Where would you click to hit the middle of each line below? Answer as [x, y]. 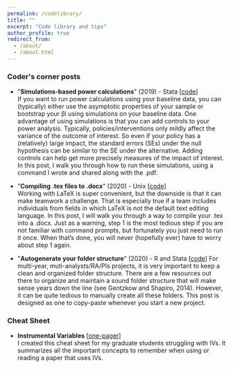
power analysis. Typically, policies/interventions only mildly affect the [116, 128]
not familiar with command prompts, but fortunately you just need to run [120, 230]
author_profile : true [38, 33]
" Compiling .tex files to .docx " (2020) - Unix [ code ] [92, 186]
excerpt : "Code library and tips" [57, 26]
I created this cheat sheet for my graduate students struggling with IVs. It [121, 343]
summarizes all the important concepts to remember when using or [113, 350]
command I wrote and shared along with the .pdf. [87, 173]
